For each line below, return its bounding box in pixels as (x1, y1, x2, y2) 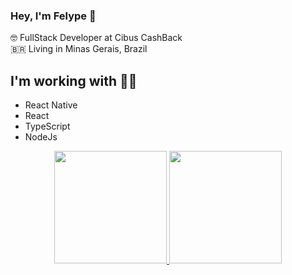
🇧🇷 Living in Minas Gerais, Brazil (10, 43, 148, 55)
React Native (24, 99, 78, 111)
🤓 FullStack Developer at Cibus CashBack (10, 32, 183, 44)
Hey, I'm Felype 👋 (10, 9, 97, 23)
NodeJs (24, 131, 58, 143)
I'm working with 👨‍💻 (10, 72, 138, 89)
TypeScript (24, 120, 71, 133)
